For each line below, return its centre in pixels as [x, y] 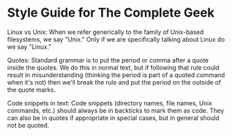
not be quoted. [28, 125]
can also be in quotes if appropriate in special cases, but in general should [113, 118]
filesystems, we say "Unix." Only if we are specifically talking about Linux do [116, 39]
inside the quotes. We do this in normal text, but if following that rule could [113, 67]
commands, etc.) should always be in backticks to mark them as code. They [116, 110]
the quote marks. [32, 90]
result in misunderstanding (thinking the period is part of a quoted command [116, 75]
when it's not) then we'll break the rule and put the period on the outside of [114, 82]
